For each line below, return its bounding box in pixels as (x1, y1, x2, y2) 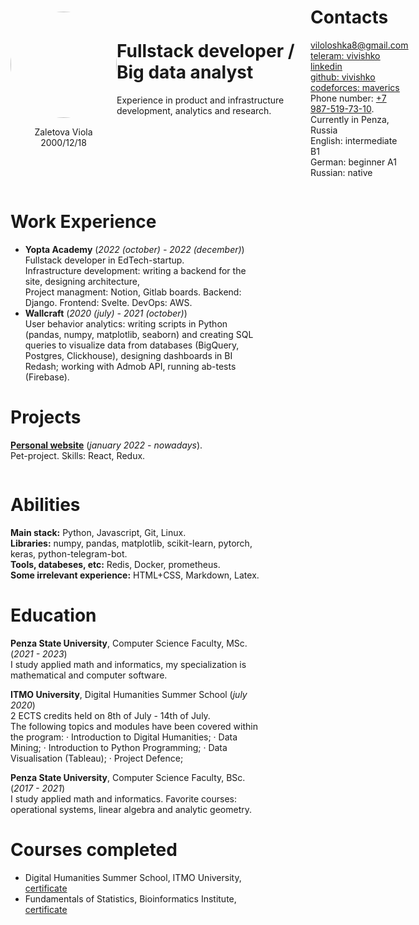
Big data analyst (116, 61, 254, 84)
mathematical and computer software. (10, 669, 168, 681)
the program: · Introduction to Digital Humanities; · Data (10, 731, 238, 743)
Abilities (10, 494, 81, 516)
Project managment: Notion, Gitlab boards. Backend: (24, 286, 242, 298)
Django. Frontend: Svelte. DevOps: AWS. (24, 296, 193, 308)
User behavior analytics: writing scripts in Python (24, 317, 228, 330)
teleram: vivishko (310, 49, 381, 61)
